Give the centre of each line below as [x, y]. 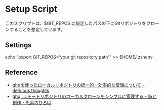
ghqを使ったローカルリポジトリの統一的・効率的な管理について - [78, 85]
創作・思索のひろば [32, 102]
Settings [19, 45]
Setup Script [31, 9]
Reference [21, 72]
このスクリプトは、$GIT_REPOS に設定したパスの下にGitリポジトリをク [78, 23]
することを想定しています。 [37, 29]
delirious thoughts [31, 90]
